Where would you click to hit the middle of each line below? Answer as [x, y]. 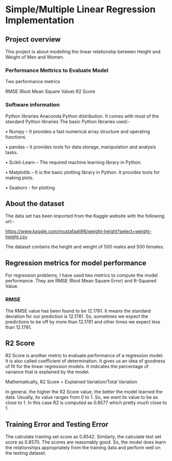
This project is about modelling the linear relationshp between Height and [83, 52]
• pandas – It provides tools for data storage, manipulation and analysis [81, 147]
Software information [33, 105]
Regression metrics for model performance [76, 263]
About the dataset [35, 204]
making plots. [20, 178]
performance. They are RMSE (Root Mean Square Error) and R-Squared [81, 281]
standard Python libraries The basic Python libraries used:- [68, 121]
